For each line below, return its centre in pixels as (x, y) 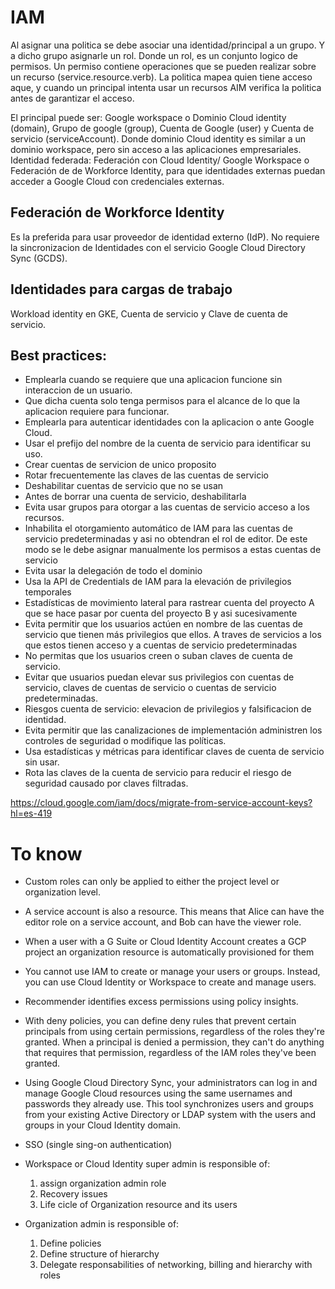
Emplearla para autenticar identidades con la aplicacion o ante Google (169, 422)
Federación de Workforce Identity (117, 212)
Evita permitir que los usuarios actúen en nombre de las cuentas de (163, 624)
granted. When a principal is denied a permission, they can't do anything (174, 1042)
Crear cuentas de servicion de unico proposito (120, 465)
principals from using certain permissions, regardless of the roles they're (174, 1032)
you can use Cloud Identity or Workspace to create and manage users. (170, 982)
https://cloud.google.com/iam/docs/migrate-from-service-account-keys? (161, 803)
